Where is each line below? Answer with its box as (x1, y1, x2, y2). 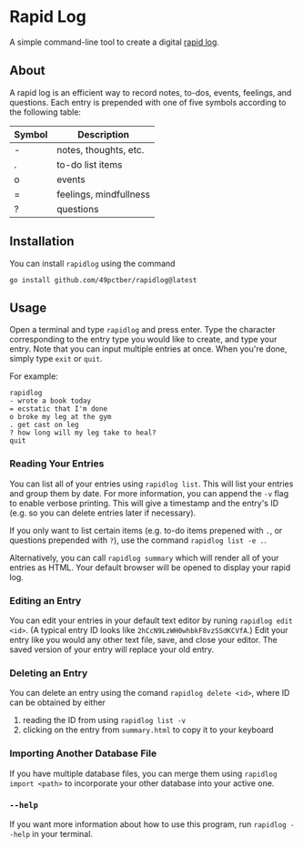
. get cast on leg (9, 421, 79, 430)
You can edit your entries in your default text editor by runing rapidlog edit (9, 615, 293, 626)
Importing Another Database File (9, 747, 157, 760)
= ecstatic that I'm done (9, 404, 107, 414)
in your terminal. (31, 828, 94, 839)
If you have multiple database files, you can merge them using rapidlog (9, 768, 278, 779)
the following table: (9, 107, 82, 117)
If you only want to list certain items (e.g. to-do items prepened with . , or (9, 525, 283, 536)
